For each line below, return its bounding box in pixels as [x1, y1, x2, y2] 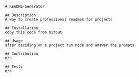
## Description [5, 13, 36, 18]
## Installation [5, 26, 39, 30]
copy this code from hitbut [5, 30, 62, 35]
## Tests [5, 64, 23, 69]
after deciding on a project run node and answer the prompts [5, 43, 135, 48]
